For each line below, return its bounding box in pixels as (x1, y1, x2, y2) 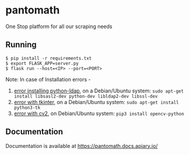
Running (5, 40, 37, 50)
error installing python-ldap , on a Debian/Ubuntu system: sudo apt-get (13, 87, 184, 94)
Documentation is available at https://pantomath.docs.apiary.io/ (5, 142, 158, 149)
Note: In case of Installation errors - (5, 75, 91, 82)
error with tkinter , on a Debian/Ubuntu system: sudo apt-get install (13, 98, 179, 105)
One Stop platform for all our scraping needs (5, 23, 112, 30)
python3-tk (13, 105, 41, 111)
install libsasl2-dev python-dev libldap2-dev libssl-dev (13, 93, 158, 99)
